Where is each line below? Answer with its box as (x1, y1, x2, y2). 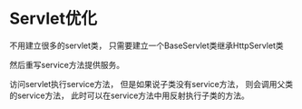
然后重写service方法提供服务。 (9, 59, 125, 70)
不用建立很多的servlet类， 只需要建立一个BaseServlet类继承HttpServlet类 (9, 40, 284, 51)
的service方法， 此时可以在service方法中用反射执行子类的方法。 (9, 90, 249, 101)
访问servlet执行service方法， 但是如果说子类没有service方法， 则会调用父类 (9, 78, 293, 89)
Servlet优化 (9, 8, 98, 29)
